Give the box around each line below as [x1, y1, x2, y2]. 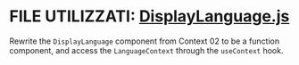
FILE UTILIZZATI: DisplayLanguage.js [9, 6, 290, 27]
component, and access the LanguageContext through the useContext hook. [9, 45, 284, 55]
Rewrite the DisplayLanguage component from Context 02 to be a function [9, 36, 280, 46]
